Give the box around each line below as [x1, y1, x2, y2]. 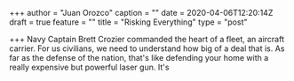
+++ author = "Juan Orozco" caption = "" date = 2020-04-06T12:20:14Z [9, 8, 274, 18]
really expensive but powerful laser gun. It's [9, 62, 170, 72]
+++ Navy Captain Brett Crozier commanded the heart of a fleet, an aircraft [9, 34, 285, 44]
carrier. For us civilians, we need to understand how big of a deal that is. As [9, 43, 285, 54]
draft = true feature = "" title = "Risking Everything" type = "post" [9, 17, 248, 27]
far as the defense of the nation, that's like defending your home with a [9, 53, 269, 63]
